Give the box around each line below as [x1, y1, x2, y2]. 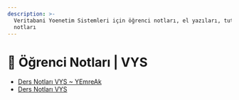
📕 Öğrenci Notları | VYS [7, 54, 148, 70]
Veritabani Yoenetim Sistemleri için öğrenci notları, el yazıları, [14, 17, 221, 24]
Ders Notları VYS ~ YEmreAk [17, 77, 102, 86]
